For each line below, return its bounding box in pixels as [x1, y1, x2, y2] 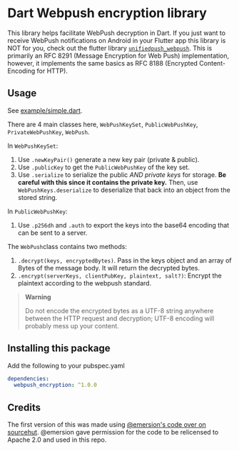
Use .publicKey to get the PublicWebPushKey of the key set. [17, 163, 190, 171]
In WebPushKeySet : [7, 141, 59, 150]
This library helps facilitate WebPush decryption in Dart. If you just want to [7, 29, 226, 37]
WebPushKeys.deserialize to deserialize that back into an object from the [17, 186, 230, 194]
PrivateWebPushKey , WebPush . [7, 127, 90, 136]
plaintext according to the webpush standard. [17, 278, 152, 287]
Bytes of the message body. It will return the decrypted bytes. [17, 263, 200, 272]
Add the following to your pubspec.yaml [7, 361, 125, 370]
